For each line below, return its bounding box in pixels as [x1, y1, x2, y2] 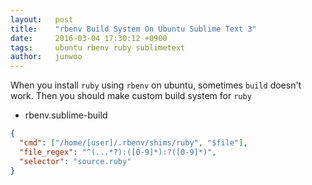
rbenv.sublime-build [24, 109, 108, 121]
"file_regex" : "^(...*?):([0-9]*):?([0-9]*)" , [19, 147, 217, 157]
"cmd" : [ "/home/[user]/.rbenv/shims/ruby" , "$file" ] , [19, 138, 248, 148]
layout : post [10, 14, 74, 25]
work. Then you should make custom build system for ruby [10, 90, 252, 102]
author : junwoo [10, 52, 83, 62]
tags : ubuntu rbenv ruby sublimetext [10, 42, 186, 53]
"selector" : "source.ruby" [19, 156, 132, 166]
